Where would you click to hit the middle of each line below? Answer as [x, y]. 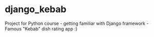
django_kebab [36, 9]
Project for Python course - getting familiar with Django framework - [77, 23]
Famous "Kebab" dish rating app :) [41, 28]
